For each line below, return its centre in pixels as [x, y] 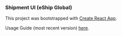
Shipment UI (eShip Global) [39, 7]
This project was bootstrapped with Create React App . [61, 18]
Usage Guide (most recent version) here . [47, 28]
